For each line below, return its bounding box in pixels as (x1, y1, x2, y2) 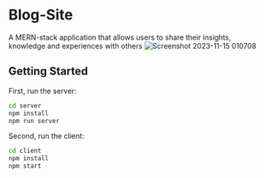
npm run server (8, 117, 60, 125)
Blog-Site (8, 6, 73, 24)
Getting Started (8, 65, 89, 78)
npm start (8, 162, 42, 171)
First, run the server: (8, 86, 77, 95)
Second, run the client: (8, 131, 84, 141)
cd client (8, 147, 42, 155)
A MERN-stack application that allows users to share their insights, (8, 32, 232, 42)
